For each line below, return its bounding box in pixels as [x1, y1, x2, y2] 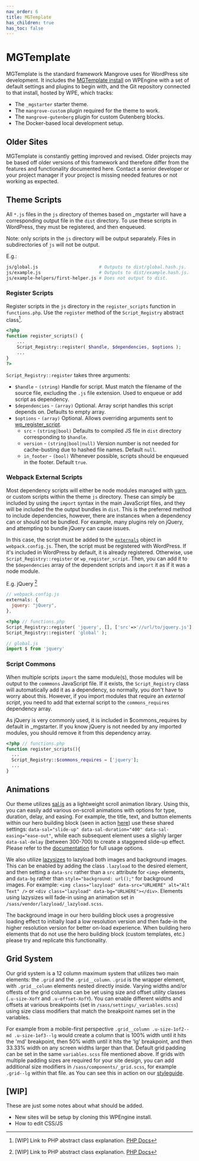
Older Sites [6, 137, 49, 147]
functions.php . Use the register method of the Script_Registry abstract [6, 309, 184, 316]
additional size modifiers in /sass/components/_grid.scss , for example [6, 1063, 176, 1070]
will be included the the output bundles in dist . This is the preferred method [6, 505, 192, 513]
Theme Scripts [6, 195, 62, 205]
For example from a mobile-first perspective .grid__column [6, 1025, 150, 1032]
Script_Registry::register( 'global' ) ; [6, 630, 108, 636]
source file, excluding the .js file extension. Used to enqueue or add [14, 389, 182, 396]
